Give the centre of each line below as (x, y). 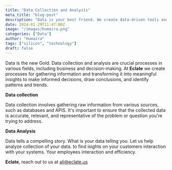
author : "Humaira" (25, 39)
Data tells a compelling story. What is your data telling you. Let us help (79, 141)
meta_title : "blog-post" (32, 15)
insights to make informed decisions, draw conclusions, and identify (77, 79)
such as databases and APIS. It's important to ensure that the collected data (85, 110)
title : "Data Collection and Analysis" (48, 10)
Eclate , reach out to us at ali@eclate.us (47, 162)
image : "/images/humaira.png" (38, 29)
